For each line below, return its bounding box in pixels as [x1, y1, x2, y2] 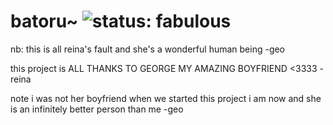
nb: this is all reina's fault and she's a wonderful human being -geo [10, 43, 286, 55]
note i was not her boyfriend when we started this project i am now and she [10, 92, 322, 104]
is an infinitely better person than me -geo [10, 103, 184, 115]
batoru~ [10, 10, 79, 33]
